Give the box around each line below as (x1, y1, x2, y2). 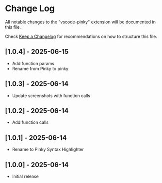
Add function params (12, 60, 55, 66)
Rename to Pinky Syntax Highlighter (12, 147, 84, 152)
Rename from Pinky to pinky (12, 66, 69, 71)
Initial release (12, 173, 39, 179)
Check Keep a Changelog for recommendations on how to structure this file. (5, 33, 158, 39)
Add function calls (12, 119, 49, 125)
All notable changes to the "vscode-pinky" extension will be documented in (5, 19, 156, 25)
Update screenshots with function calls (12, 93, 91, 99)
